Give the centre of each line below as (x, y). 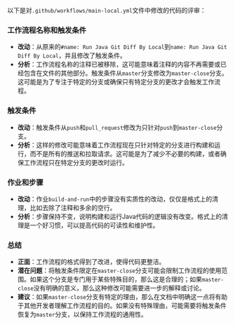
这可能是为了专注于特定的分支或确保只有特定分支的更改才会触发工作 (116, 82)
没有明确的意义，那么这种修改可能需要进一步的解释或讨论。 (119, 288)
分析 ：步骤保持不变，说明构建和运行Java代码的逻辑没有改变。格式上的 (120, 216)
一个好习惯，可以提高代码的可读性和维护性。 (94, 225)
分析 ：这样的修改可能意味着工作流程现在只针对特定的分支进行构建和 (116, 145)
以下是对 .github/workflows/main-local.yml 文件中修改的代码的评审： (107, 10)
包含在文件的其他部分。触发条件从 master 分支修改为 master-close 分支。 (126, 73)
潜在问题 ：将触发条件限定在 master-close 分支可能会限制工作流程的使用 (119, 271)
